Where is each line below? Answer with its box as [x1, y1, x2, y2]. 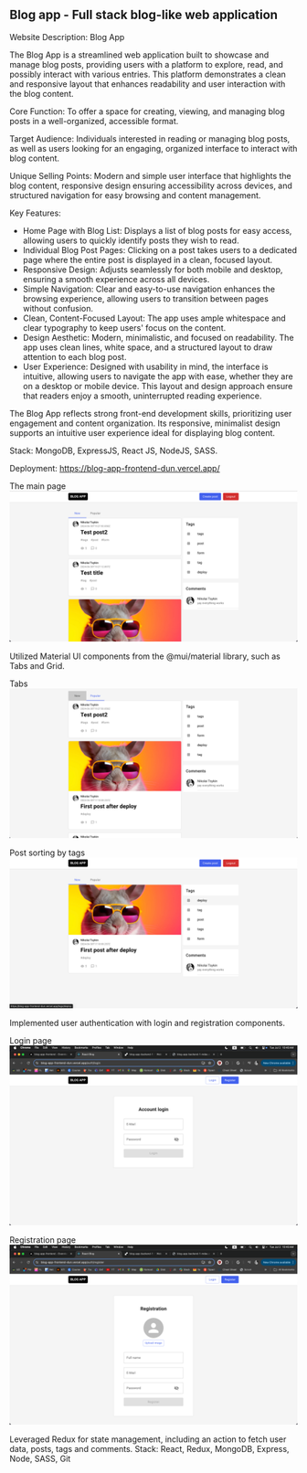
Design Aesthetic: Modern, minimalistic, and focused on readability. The [22, 332, 294, 343]
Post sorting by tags [9, 847, 85, 858]
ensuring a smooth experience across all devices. [22, 273, 210, 284]
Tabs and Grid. [9, 660, 66, 671]
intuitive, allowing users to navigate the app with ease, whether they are [22, 370, 294, 382]
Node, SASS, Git [9, 1453, 71, 1465]
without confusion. [22, 302, 94, 313]
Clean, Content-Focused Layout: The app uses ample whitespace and [22, 313, 286, 323]
